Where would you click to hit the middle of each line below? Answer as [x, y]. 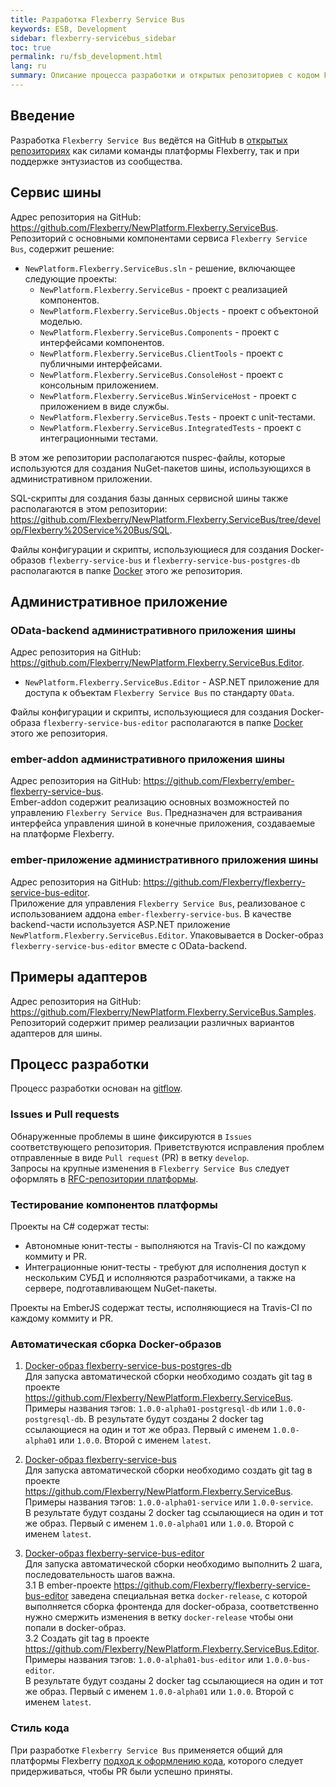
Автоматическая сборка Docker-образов [116, 1344]
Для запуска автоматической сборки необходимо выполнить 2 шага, [173, 1564]
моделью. [61, 321]
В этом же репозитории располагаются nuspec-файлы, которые [148, 457]
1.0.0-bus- [288, 1661]
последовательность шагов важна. [100, 1575]
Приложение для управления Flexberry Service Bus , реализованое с [158, 903]
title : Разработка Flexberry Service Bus [98, 19]
